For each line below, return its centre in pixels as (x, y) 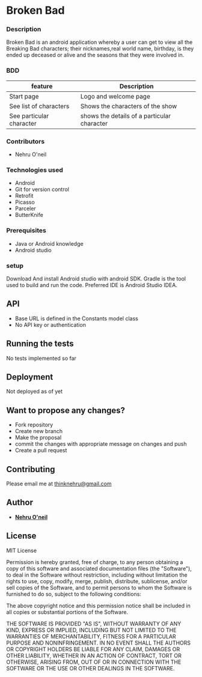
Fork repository (34, 425)
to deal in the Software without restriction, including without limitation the (97, 575)
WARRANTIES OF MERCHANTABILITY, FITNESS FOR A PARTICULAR (91, 636)
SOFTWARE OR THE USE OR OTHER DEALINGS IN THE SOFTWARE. (90, 668)
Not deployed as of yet (35, 392)
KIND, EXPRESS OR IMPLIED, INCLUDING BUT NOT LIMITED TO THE (91, 630)
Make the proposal (38, 438)
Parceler (25, 208)
